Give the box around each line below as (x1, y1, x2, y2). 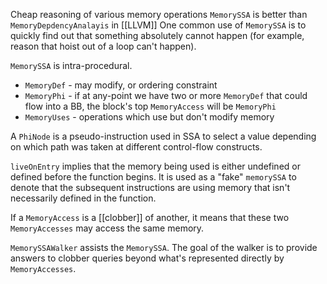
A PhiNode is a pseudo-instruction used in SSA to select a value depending (10, 130, 317, 142)
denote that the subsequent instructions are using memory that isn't (10, 182, 291, 193)
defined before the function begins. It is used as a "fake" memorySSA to (10, 171, 297, 183)
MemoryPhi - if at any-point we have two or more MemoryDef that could (24, 90, 308, 101)
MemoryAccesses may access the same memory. (10, 222, 205, 234)
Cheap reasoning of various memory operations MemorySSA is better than (10, 9, 308, 20)
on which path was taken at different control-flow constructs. (10, 141, 263, 153)
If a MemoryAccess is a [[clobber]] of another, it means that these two (10, 212, 290, 223)
